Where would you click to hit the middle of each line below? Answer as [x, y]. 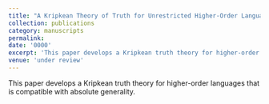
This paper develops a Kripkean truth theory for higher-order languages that [134, 83]
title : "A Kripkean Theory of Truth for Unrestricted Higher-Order [123, 16]
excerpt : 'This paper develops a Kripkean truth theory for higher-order [134, 53]
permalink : [26, 38]
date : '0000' [30, 46]
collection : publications [51, 23]
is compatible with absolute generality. [72, 91]
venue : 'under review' [46, 61]
